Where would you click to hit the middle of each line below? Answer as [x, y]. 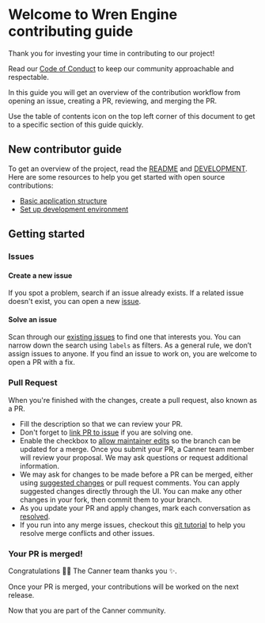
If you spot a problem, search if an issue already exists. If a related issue [126, 293]
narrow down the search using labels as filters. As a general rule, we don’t [130, 345]
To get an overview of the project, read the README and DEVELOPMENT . [128, 169]
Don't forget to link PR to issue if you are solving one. [106, 432]
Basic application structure [63, 200]
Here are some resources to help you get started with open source [117, 177]
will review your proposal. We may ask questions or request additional [134, 458]
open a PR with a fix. [42, 363]
